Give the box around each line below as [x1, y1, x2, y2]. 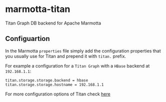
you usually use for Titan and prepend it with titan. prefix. [5, 53, 126, 59]
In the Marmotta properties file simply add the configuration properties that [5, 47, 161, 53]
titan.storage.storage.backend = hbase [5, 77, 88, 83]
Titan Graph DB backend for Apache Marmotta [5, 20, 101, 26]
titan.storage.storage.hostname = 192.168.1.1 [5, 82, 104, 87]
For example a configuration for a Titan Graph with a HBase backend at [5, 62, 150, 68]
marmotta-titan [5, 3, 70, 15]
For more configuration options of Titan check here [5, 91, 111, 97]
